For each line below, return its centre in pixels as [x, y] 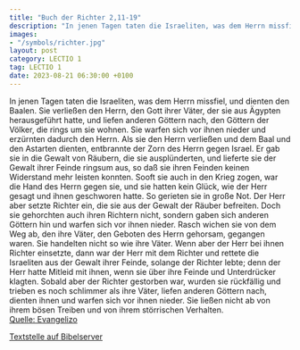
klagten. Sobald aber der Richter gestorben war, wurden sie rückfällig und [145, 281]
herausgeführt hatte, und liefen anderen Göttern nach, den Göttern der [139, 120]
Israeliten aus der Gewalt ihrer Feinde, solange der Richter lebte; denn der [145, 262]
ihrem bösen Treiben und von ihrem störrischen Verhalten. [117, 310]
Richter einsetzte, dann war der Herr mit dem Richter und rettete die [134, 253]
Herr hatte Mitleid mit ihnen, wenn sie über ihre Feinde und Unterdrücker [143, 271]
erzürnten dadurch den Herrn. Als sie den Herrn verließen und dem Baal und [150, 138]
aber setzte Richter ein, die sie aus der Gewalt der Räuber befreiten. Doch [145, 205]
